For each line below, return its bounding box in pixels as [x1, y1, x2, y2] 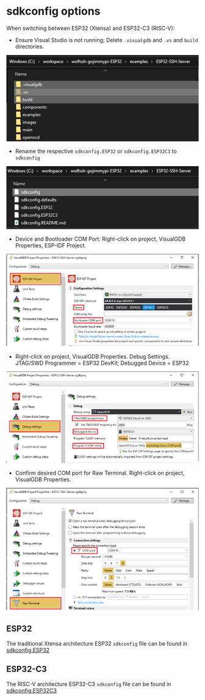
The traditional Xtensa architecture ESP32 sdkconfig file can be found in [6, 640, 188, 647]
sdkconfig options [6, 4, 101, 18]
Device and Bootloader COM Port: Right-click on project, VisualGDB [15, 235, 186, 242]
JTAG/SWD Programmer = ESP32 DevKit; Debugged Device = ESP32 [15, 359, 189, 367]
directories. [15, 43, 45, 50]
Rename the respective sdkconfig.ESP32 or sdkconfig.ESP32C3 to [15, 148, 177, 155]
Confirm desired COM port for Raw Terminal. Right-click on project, [15, 469, 185, 477]
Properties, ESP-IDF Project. [15, 242, 87, 249]
